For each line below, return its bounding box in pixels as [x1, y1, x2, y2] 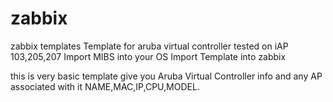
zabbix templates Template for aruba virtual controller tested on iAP [10, 40, 289, 52]
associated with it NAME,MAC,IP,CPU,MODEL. [10, 80, 200, 92]
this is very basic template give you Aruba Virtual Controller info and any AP [10, 70, 323, 82]
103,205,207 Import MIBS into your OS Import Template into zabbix [10, 50, 287, 62]
